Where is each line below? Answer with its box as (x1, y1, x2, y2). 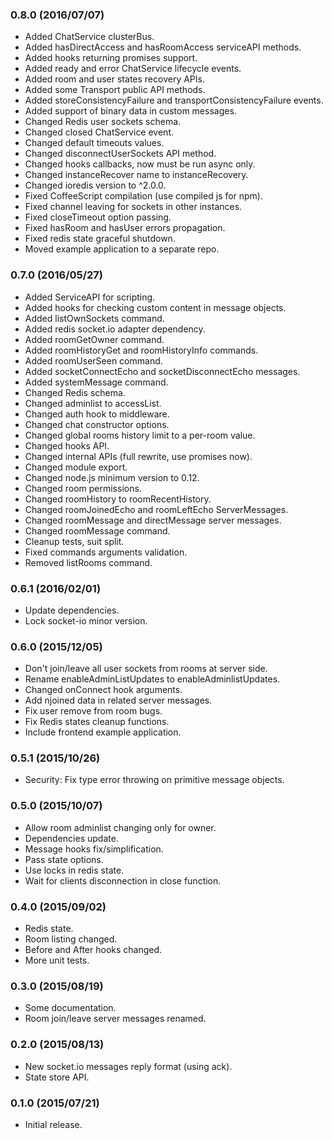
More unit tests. (24, 954, 90, 967)
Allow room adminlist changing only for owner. (24, 821, 217, 833)
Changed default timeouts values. (24, 137, 165, 149)
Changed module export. (24, 461, 128, 473)
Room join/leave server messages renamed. (24, 1013, 207, 1025)
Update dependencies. (24, 604, 120, 616)
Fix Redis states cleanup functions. (24, 716, 170, 728)
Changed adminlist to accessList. (24, 397, 162, 409)
